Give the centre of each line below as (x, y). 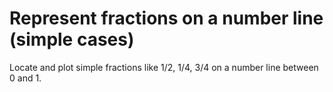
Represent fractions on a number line (166, 18)
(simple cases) (72, 39)
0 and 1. (25, 78)
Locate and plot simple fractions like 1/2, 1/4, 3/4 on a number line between (164, 67)
